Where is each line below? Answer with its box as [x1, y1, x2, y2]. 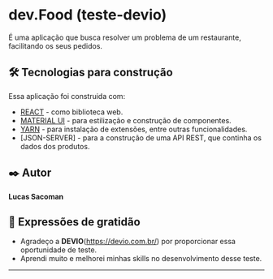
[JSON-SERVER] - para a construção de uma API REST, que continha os [19, 132, 262, 143]
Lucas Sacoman [8, 191, 64, 201]
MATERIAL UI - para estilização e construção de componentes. [19, 115, 232, 125]
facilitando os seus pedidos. [8, 41, 103, 50]
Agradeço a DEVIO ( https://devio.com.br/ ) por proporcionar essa [19, 237, 236, 247]
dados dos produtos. [19, 141, 90, 151]
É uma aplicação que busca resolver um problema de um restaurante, [8, 32, 242, 42]
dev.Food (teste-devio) [8, 6, 167, 24]
